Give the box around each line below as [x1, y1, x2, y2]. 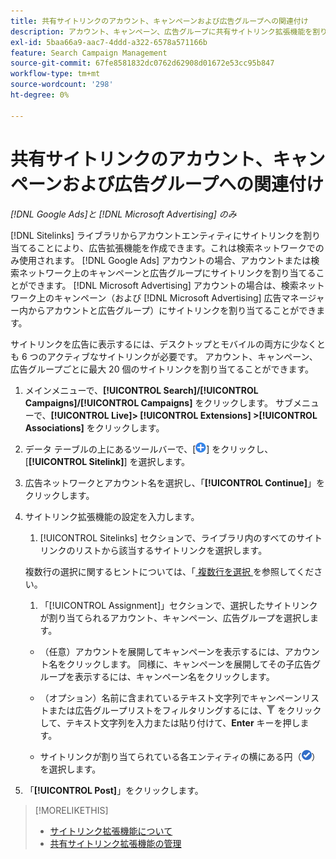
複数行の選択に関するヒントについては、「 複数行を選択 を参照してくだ [24, 565, 315, 577]
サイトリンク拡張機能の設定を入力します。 [24, 510, 200, 522]
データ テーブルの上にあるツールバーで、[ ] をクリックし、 [24, 443, 274, 455]
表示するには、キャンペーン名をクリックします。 [74, 670, 275, 682]
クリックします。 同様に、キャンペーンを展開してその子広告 [66, 658, 313, 670]
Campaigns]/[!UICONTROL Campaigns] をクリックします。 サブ [24, 396, 293, 409]
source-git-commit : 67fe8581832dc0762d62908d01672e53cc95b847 [10, 58, 275, 69]
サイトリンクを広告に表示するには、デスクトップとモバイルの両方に [10, 338, 291, 350]
